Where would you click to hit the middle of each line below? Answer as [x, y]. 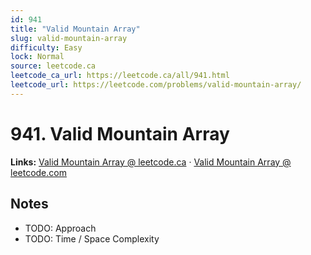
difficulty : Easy [46, 47]
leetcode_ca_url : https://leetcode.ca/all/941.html [120, 76]
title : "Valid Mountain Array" [75, 29]
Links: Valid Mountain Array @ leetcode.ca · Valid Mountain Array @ [151, 162]
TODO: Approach [60, 228]
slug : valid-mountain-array [69, 38]
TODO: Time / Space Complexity [92, 238]
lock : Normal [37, 57]
